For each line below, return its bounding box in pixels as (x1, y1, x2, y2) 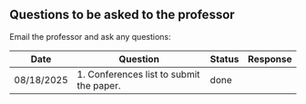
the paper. (76, 79, 121, 91)
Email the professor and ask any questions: (9, 31, 171, 42)
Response (247, 52, 292, 65)
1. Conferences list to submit (76, 68, 200, 80)
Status (209, 52, 240, 65)
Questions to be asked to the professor (9, 7, 235, 23)
